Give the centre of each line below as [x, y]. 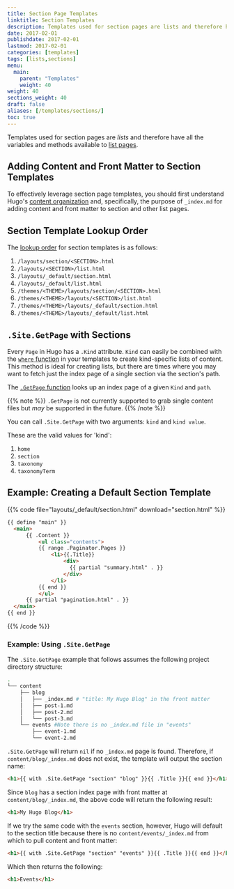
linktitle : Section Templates [51, 20]
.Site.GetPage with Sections [69, 335]
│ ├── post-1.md [46, 705]
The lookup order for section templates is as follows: [83, 247]
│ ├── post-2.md [46, 712]
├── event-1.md [54, 732]
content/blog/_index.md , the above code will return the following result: [110, 799]
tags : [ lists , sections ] [42, 59]
